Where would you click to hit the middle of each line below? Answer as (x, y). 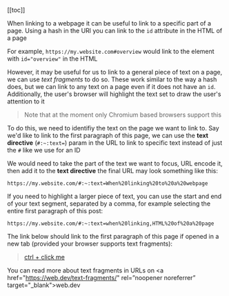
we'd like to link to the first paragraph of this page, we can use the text (108, 135)
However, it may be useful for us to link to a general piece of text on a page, (115, 72)
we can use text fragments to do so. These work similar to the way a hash (112, 79)
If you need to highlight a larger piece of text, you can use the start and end (114, 196)
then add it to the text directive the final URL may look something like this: (113, 171)
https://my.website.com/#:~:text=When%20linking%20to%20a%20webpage (108, 184)
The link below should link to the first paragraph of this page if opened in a (113, 236)
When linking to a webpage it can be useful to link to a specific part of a (109, 23)
